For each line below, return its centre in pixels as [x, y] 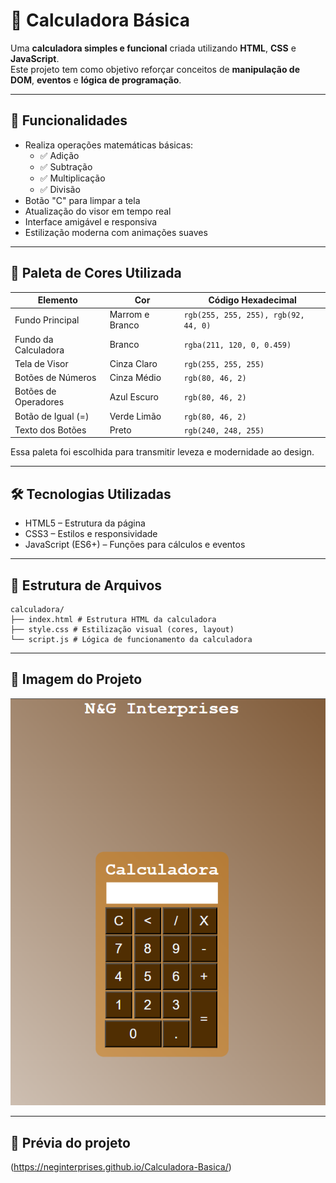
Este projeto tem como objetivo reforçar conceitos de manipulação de [155, 69]
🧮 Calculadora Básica [100, 20]
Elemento [57, 300]
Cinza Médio [135, 378]
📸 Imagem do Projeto [76, 679]
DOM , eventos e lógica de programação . [96, 80]
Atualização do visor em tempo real [98, 211]
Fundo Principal [47, 320]
